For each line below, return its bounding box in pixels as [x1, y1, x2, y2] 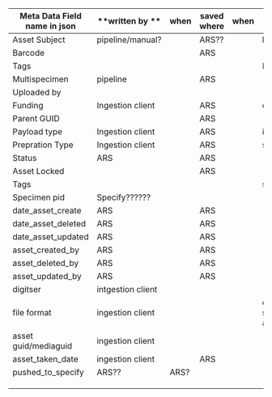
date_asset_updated [12, 231, 89, 242]
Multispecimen [12, 74, 69, 84]
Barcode [12, 48, 45, 58]
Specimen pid [12, 192, 65, 203]
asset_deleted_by [12, 258, 79, 268]
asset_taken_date [12, 353, 79, 365]
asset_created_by [12, 244, 79, 256]
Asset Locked [12, 166, 65, 176]
